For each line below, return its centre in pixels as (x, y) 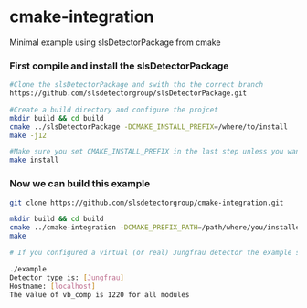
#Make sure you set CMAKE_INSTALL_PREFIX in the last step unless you (147, 152)
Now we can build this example (80, 184)
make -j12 (28, 135)
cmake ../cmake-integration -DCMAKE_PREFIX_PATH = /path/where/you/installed (157, 228)
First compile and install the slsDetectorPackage (119, 66)
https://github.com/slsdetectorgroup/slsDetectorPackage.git (128, 93)
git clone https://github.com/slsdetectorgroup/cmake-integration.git (147, 203)
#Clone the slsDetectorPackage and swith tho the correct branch (136, 85)
